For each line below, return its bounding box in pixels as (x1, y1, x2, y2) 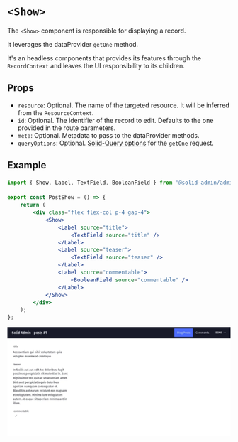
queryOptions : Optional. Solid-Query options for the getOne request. (17, 139, 214, 147)
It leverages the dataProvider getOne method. (7, 40, 139, 48)
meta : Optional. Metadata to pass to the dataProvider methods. (17, 131, 200, 139)
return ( (20, 202, 46, 209)
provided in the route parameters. (17, 124, 116, 132)
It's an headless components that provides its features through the (7, 53, 202, 63)
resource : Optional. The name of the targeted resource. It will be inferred (17, 101, 229, 109)
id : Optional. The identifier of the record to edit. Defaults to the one (17, 116, 214, 124)
